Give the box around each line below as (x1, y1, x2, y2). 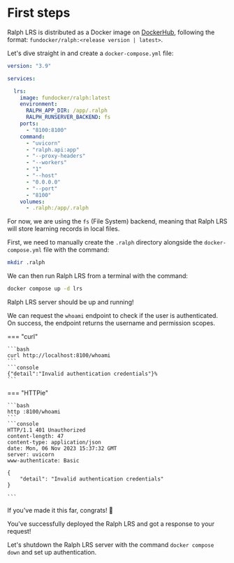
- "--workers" (25, 159, 68, 166)
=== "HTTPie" (7, 389, 49, 397)
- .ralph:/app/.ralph (25, 205, 89, 212)
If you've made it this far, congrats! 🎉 (7, 506, 113, 515)
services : (7, 75, 36, 82)
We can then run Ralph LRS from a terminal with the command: (7, 272, 189, 280)
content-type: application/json (7, 439, 101, 446)
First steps (7, 5, 71, 21)
